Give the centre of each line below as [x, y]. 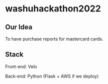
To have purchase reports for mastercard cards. [54, 39]
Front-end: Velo [21, 66]
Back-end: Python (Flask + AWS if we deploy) [52, 76]
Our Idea [19, 27]
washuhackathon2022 [53, 9]
